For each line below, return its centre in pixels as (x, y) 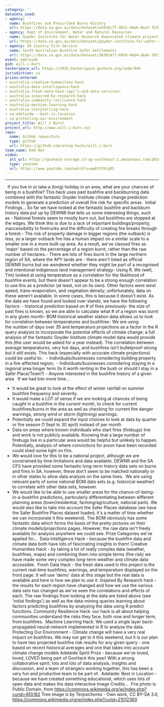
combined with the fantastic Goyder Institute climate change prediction (76, 197)
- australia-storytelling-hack (37, 110)
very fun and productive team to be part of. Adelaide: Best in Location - (84, 674)
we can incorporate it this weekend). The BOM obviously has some (80, 518)
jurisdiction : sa (23, 73)
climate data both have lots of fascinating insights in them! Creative (80, 544)
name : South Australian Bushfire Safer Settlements (63, 50)
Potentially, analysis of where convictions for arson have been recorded (84, 445)
